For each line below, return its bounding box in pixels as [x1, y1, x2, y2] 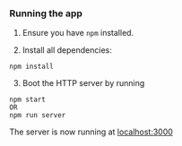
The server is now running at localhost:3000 [9, 126, 173, 137]
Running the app [9, 7, 83, 20]
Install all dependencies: [22, 45, 112, 56]
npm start [9, 95, 47, 105]
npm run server [9, 111, 66, 120]
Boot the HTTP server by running [22, 78, 145, 89]
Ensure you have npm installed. [22, 28, 134, 39]
